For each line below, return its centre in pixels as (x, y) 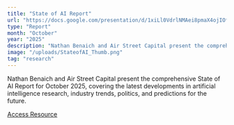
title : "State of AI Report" (49, 14)
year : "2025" (26, 40)
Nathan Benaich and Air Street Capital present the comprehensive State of (114, 78)
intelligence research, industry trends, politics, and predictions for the (107, 93)
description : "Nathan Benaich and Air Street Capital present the (106, 46)
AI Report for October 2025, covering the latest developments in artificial (111, 86)
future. (17, 101)
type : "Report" (29, 26)
